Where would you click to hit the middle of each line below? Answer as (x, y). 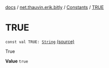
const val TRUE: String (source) (40, 41)
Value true (17, 61)
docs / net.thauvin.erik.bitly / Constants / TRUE (55, 7)
